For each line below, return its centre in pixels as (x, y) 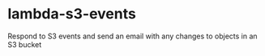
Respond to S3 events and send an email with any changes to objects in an (132, 36)
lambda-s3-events (72, 14)
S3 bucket (25, 44)
